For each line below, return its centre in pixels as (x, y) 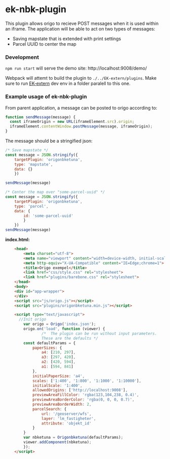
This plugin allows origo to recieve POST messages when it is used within (82, 23)
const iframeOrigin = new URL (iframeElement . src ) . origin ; (72, 122)
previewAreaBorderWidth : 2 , (62, 405)
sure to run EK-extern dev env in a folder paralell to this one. (68, 84)
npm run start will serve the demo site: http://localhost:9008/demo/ (76, 68)
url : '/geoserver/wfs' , (67, 414)
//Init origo (32, 319)
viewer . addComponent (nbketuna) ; (58, 442)
